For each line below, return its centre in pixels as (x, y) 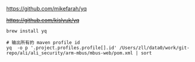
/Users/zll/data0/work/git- (154, 48)
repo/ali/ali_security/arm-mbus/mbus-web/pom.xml (70, 53)
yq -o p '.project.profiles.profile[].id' (62, 48)
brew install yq (26, 31)
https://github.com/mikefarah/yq (47, 9)
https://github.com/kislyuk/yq (43, 20)
